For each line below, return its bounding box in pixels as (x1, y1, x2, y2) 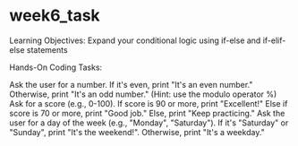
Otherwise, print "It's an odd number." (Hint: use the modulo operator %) (9, 89, 277, 99)
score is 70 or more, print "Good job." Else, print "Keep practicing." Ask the (9, 107, 285, 118)
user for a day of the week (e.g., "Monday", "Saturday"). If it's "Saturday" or (9, 117, 289, 128)
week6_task (9, 5, 100, 26)
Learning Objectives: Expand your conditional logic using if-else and (9, 35, 261, 46)
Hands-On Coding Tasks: (9, 62, 103, 73)
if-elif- (262, 35, 286, 46)
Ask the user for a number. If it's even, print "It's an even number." (9, 79, 253, 90)
